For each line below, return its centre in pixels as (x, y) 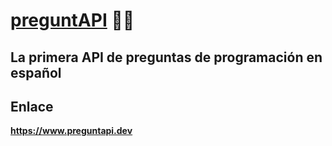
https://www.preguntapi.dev (71, 131)
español (36, 72)
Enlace (32, 106)
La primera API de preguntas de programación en (166, 57)
